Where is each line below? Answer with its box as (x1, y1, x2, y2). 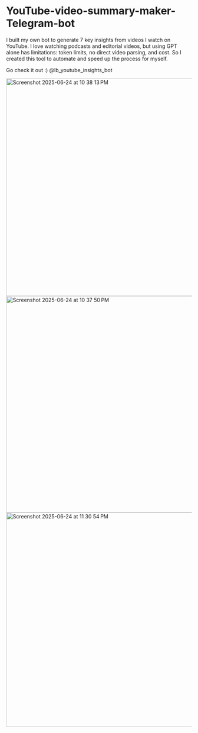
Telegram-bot (6, 17, 75, 30)
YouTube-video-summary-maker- (6, 4, 176, 18)
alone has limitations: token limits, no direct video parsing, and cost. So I (6, 48, 181, 56)
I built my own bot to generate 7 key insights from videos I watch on (6, 36, 171, 43)
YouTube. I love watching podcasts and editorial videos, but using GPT (6, 43, 178, 50)
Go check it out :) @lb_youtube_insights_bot (6, 66, 113, 73)
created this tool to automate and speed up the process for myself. (6, 55, 168, 62)
